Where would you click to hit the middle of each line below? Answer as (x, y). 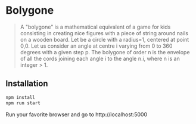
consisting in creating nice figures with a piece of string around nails (104, 33)
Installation (27, 84)
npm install (20, 97)
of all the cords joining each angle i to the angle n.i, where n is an (100, 58)
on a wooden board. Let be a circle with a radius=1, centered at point (105, 39)
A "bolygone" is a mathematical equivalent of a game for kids (95, 27)
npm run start (23, 103)
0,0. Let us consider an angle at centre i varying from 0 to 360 (96, 46)
